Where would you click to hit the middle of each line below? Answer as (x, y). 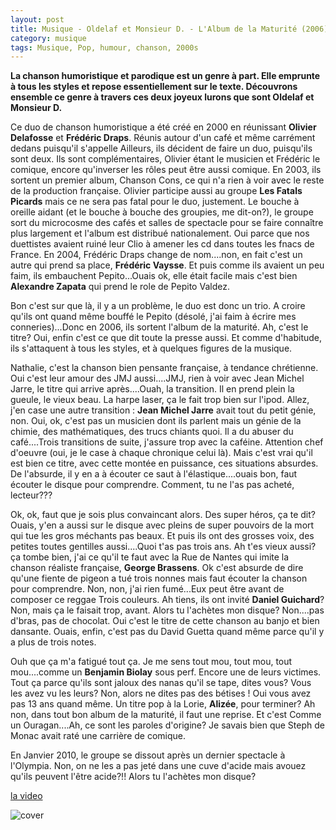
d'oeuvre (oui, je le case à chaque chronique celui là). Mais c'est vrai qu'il (161, 453)
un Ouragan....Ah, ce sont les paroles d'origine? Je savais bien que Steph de (167, 725)
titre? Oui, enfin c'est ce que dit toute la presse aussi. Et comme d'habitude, (166, 338)
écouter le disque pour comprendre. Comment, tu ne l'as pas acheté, (152, 485)
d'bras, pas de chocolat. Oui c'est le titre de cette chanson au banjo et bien (165, 621)
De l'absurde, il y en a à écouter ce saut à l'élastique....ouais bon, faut (154, 474)
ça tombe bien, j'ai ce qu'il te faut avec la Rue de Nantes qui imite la (150, 557)
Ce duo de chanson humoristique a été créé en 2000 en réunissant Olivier (163, 127)
